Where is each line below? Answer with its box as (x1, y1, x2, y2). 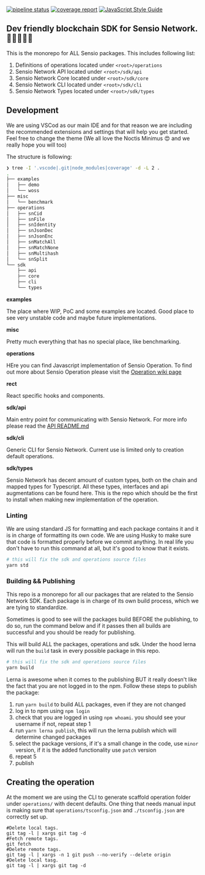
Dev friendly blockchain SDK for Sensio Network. (6, 23, 198, 34)
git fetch (6, 841, 32, 847)
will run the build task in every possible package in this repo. (6, 647, 160, 655)
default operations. (6, 452, 54, 460)
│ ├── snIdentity (6, 222, 56, 228)
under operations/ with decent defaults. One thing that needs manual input (6, 800, 196, 807)
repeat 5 (15, 752, 37, 760)
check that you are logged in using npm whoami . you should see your (15, 714, 186, 721)
